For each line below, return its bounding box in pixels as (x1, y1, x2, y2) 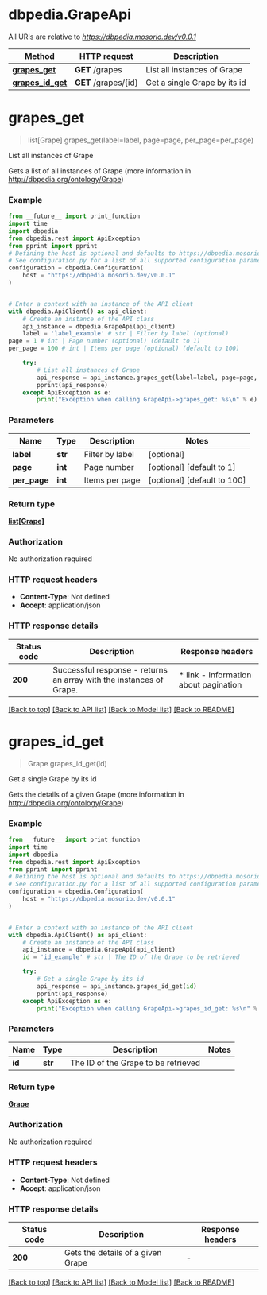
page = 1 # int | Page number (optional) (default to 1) (8, 337, 201, 345)
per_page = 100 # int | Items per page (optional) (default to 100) (8, 344, 240, 353)
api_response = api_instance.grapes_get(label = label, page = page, (37, 374, 258, 382)
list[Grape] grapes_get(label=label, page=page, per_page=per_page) (27, 135, 254, 145)
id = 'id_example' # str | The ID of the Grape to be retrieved (22, 953, 240, 961)
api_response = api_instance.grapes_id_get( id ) (37, 982, 197, 991)
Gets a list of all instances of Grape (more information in (8, 165, 192, 176)
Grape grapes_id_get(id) (27, 758, 107, 768)
